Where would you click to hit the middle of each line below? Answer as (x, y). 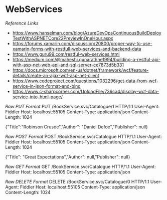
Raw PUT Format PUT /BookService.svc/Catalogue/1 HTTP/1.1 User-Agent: (82, 106)
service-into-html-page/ (37, 97)
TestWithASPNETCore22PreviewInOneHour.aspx (63, 38)
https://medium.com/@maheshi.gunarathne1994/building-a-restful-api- (86, 59)
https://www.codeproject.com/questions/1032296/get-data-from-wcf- (86, 81)
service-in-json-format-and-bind (47, 86)
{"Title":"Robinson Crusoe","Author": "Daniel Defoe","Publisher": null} (76, 127)
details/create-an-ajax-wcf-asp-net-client (56, 75)
